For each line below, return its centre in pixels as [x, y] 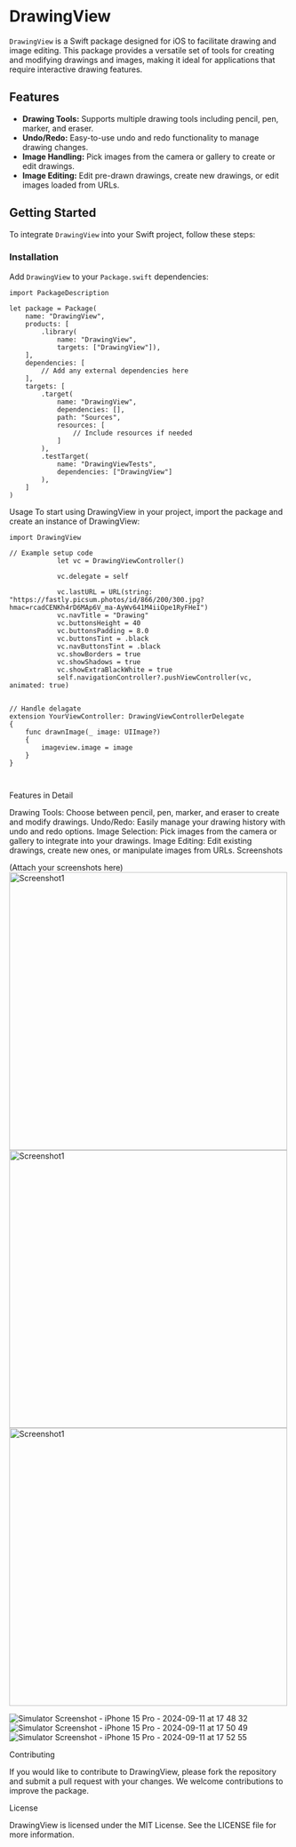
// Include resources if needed [132, 433]
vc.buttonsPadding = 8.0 [103, 630]
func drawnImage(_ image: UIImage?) [93, 732]
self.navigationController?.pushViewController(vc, [154, 678]
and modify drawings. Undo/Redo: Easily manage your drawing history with [148, 822]
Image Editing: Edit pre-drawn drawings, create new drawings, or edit [150, 175]
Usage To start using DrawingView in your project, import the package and [146, 511]
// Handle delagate [45, 709]
